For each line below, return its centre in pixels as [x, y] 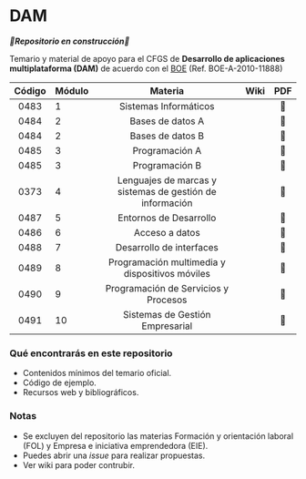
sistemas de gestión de [167, 191]
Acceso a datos [167, 232]
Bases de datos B [167, 136]
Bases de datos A [167, 121]
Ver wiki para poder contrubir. [78, 464]
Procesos [167, 300]
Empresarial [167, 326]
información [167, 203]
